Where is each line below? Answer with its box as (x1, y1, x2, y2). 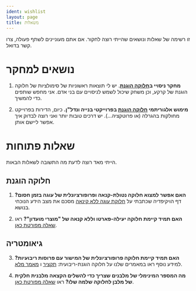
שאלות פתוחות (6, 139, 75, 153)
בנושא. (14, 204, 31, 211)
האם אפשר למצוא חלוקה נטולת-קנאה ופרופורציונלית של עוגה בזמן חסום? (14, 191, 187, 199)
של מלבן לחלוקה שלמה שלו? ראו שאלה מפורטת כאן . (14, 278, 134, 285)
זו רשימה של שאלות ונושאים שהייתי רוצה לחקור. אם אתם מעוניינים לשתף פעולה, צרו (6, 36, 190, 43)
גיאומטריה (6, 239, 43, 249)
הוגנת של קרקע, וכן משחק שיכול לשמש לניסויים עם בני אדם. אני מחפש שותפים (14, 88, 188, 95)
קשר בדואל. (6, 42, 32, 49)
